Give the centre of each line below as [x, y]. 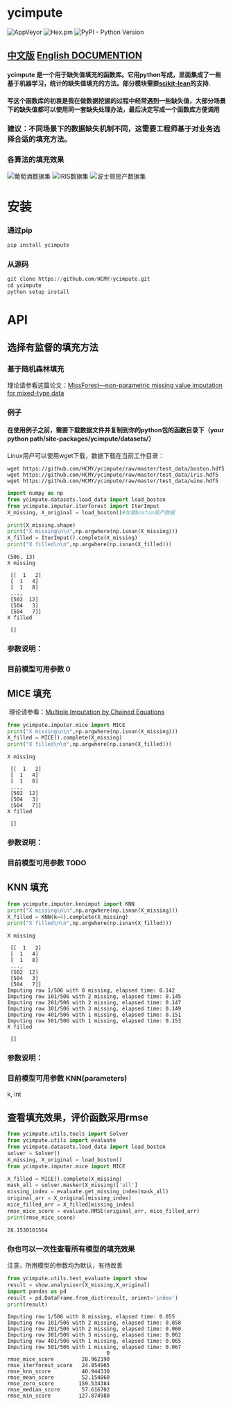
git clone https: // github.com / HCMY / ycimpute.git [79, 279]
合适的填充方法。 [43, 139]
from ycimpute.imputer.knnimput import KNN [71, 904]
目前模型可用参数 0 [39, 669]
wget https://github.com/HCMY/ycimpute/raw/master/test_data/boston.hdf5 [116, 469]
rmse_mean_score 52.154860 [59, 1378]
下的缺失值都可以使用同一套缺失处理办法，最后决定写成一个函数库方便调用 [113, 109]
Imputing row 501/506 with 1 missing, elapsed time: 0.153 [94, 1021]
